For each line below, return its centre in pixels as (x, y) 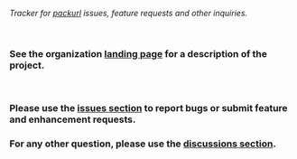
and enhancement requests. (73, 119)
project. (27, 65)
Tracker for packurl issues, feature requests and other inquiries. (129, 13)
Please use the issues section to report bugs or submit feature (148, 108)
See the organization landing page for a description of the (139, 53)
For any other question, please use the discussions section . (143, 144)
